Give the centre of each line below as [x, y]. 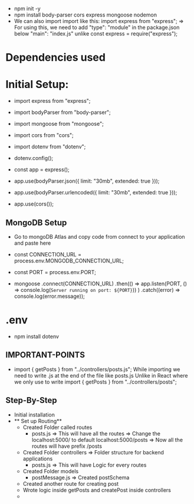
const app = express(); [42, 170]
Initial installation [34, 414]
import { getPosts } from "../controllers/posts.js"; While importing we [97, 369]
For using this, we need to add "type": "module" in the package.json [97, 27]
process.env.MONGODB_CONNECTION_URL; [69, 261]
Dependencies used [55, 58]
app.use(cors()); [34, 204]
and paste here [32, 243]
